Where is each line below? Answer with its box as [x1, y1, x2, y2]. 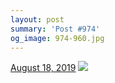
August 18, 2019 [10, 62, 77, 74]
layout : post [10, 14, 65, 25]
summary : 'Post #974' [10, 24, 101, 34]
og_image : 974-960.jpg [10, 33, 105, 43]
